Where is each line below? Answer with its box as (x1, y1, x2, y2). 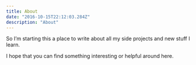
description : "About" (6, 19, 59, 25)
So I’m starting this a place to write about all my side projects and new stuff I (6, 35, 190, 42)
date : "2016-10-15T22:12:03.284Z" (6, 14, 91, 20)
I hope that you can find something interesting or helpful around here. (6, 53, 174, 60)
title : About (6, 8, 38, 15)
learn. (6, 41, 20, 48)
